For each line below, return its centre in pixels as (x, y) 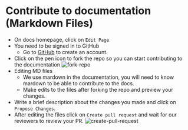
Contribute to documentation (78, 11)
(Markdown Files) (50, 23)
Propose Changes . (35, 108)
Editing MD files (33, 71)
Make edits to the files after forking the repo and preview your (98, 89)
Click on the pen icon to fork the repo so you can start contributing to (98, 58)
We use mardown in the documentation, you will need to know (98, 77)
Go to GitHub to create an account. (65, 52)
